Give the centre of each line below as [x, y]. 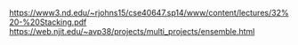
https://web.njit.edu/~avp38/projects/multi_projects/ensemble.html [132, 31]
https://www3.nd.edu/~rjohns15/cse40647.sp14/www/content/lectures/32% [149, 13]
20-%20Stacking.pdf [48, 22]
